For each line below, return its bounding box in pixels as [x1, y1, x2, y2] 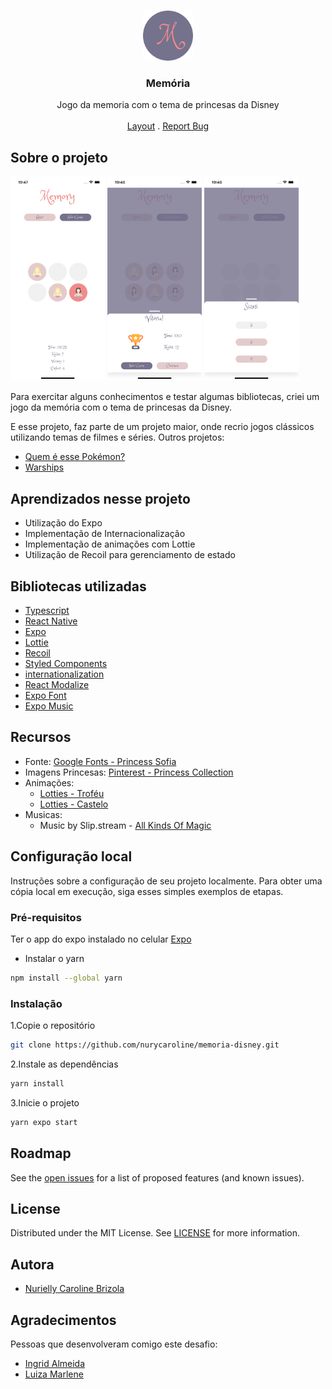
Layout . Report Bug [126, 120, 210, 132]
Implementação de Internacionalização [24, 528, 186, 540]
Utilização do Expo [24, 517, 103, 529]
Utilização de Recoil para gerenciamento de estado [24, 549, 236, 561]
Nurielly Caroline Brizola [24, 1283, 125, 1295]
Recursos [10, 729, 72, 746]
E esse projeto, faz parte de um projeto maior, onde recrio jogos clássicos [10, 421, 315, 433]
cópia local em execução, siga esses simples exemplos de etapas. [10, 885, 284, 897]
